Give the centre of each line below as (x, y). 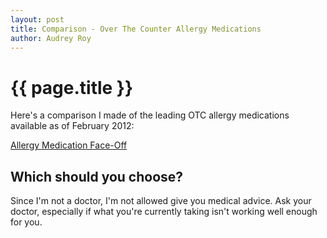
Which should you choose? (97, 176)
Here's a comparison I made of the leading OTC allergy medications (150, 115)
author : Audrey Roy (51, 38)
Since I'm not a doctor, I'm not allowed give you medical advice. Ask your (161, 201)
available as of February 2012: (72, 126)
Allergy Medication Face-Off (69, 145)
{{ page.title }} (72, 87)
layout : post (37, 19)
